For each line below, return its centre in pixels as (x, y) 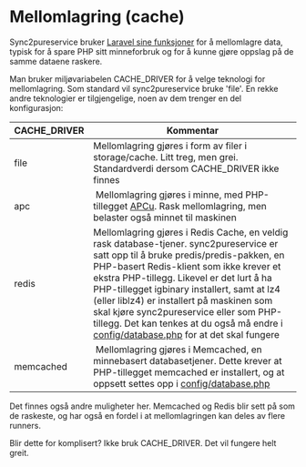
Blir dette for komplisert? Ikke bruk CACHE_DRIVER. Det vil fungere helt (143, 442)
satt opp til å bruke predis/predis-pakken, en (189, 255)
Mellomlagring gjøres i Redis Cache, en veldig (191, 232)
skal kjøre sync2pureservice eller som (175, 311)
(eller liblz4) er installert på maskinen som (183, 300)
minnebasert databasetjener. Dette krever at (188, 360)
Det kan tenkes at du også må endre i (204, 323)
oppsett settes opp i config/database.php (182, 383)
